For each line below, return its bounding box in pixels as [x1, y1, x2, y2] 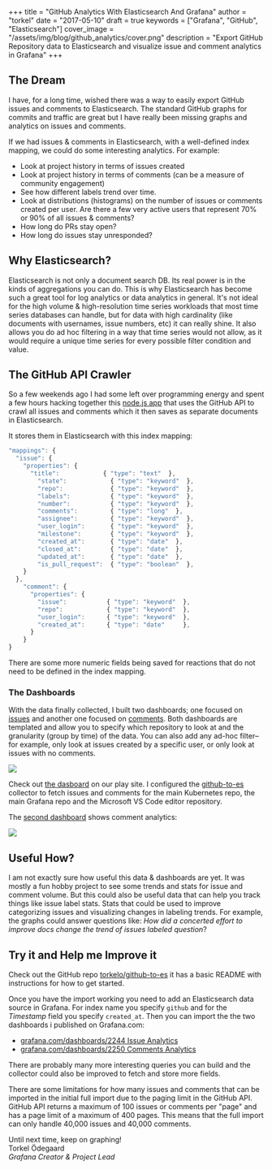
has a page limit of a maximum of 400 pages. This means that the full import [8, 1110, 264, 1120]
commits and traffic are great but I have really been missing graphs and [8, 112, 248, 122]
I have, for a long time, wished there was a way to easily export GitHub [8, 95, 245, 105]
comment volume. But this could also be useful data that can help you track [8, 890, 261, 900]
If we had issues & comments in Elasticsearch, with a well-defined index [8, 136, 250, 146]
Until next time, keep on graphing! [8, 1134, 122, 1144]
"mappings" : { [8, 447, 57, 455]
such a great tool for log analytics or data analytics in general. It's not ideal [8, 292, 258, 302]
